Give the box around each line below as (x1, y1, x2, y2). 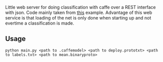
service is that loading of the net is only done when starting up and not (5, 15, 151, 20)
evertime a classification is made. (5, 20, 74, 26)
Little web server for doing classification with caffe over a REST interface (5, 4, 156, 10)
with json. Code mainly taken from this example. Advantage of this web (5, 9, 152, 15)
